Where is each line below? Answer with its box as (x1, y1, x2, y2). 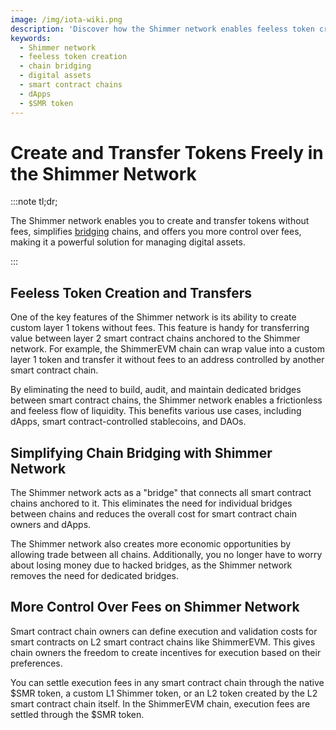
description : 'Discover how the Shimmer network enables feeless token (10, 24, 315, 34)
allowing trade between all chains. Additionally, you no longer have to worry (10, 549, 323, 561)
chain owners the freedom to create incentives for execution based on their (10, 646, 322, 658)
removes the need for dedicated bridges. (10, 570, 180, 582)
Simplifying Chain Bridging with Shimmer (10, 444, 273, 461)
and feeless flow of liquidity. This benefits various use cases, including (10, 405, 302, 417)
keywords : (10, 33, 52, 43)
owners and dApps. (10, 519, 92, 531)
